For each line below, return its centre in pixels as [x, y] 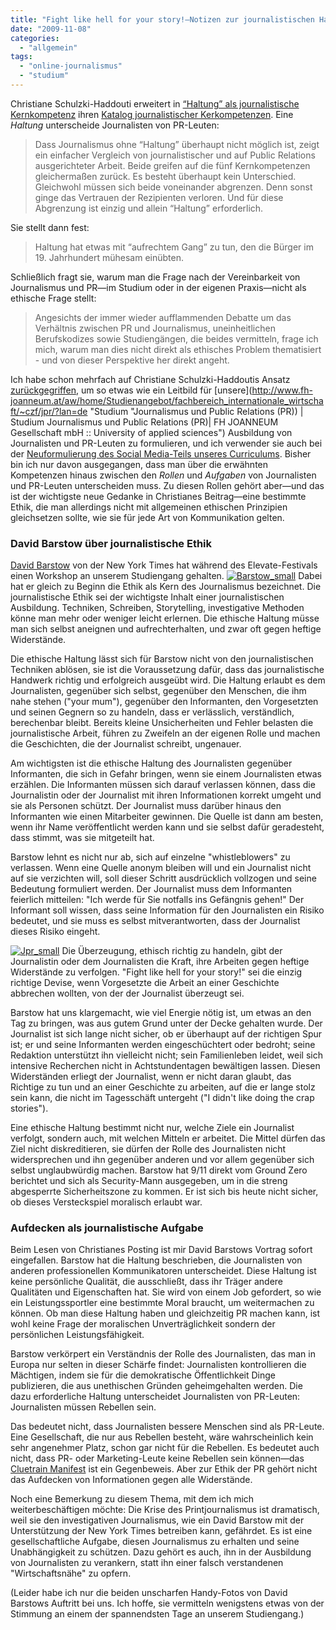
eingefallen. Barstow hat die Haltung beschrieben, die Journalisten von [156, 1260]
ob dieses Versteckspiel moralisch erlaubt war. [106, 1202]
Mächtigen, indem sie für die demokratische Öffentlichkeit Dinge [143, 1375]
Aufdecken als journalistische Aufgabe [107, 1228]
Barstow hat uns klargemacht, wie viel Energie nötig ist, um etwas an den [161, 1013]
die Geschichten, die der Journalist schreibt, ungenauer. [126, 744]
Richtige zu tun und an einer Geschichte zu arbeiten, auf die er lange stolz [163, 1087]
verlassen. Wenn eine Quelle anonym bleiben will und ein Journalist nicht [161, 868]
